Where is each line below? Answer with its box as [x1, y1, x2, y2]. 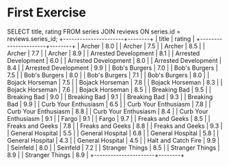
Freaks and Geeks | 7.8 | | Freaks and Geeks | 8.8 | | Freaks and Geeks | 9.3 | [7, 122, 223, 130]
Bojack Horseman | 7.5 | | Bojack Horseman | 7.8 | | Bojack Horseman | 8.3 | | [7, 78, 223, 86]
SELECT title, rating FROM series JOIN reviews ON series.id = [7, 27, 181, 36]
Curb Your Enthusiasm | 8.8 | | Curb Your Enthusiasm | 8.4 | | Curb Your [7, 107, 208, 115]
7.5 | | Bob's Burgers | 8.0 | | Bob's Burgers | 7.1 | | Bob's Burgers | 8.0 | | [7, 70, 210, 79]
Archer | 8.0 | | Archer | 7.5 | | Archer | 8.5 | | [81, 42, 205, 50]
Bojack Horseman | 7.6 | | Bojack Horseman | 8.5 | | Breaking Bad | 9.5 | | [7, 85, 212, 94]
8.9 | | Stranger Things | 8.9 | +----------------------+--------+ [7, 150, 185, 158]
